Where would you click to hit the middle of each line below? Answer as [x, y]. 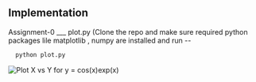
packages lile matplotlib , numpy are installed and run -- [100, 40]
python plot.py [41, 54]
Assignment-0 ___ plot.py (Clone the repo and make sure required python [128, 32]
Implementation [48, 13]
